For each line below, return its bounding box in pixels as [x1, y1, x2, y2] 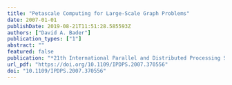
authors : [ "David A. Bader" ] [7, 29, 91, 36]
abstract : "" [7, 42, 45, 49]
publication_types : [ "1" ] [7, 36, 81, 42]
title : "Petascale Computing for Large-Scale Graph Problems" [7, 10, 190, 17]
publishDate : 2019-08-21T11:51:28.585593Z [7, 23, 131, 29]
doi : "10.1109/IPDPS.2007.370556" [7, 67, 107, 74]
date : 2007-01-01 [7, 16, 57, 23]
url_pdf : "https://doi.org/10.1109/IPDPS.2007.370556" [7, 61, 168, 68]
